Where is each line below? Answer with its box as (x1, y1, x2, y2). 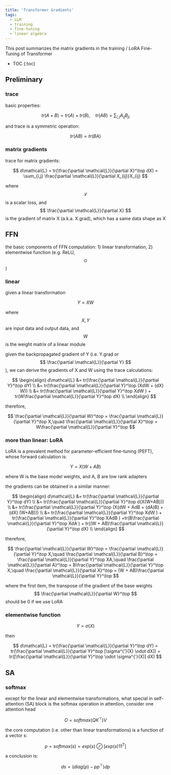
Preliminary (5, 75, 43, 84)
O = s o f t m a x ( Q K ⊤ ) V (64, 716, 107, 723)
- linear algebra (10, 31, 47, 36)
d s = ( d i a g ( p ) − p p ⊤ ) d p (61, 763, 110, 770)
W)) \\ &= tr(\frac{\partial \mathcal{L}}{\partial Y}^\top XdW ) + (20, 388, 151, 394)
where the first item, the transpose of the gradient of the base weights (5, 583, 153, 589)
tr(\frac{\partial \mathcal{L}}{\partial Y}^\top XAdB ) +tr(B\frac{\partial (12, 515, 159, 521)
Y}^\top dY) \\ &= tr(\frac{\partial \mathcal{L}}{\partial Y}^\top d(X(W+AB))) (7, 499, 164, 505)
